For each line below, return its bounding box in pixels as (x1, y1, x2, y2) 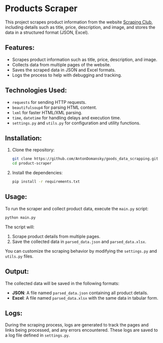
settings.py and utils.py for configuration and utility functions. (12, 120, 141, 126)
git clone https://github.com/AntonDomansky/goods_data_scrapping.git (12, 157, 159, 161)
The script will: (5, 224, 35, 230)
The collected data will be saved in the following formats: (5, 280, 120, 286)
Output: (5, 267, 29, 276)
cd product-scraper (12, 161, 52, 166)
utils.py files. (5, 253, 34, 259)
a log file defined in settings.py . (5, 332, 70, 338)
